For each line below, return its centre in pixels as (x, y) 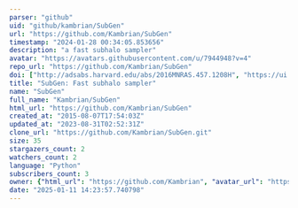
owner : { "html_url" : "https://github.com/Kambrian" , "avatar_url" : (137, 182)
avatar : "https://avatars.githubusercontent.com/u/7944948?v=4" (130, 58)
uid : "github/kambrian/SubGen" (67, 26)
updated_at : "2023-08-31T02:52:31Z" (77, 125)
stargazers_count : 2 (47, 149)
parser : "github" (41, 17)
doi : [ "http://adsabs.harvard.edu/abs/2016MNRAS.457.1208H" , (125, 75)
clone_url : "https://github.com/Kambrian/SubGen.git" (111, 133)
